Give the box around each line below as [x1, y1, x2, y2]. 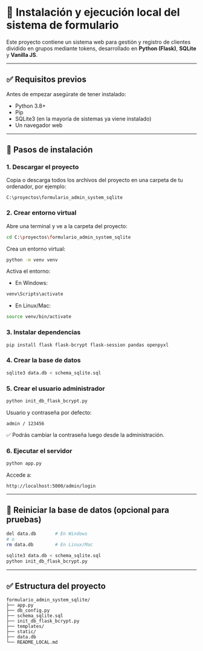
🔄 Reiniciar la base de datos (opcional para [6, 505, 169, 515]
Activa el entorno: [6, 267, 51, 275]
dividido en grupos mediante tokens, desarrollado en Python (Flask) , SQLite [6, 45, 196, 52]
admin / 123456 [6, 420, 45, 427]
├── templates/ [6, 623, 45, 629]
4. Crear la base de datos [6, 356, 81, 365]
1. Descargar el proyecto [6, 163, 79, 171]
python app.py [6, 460, 42, 466]
